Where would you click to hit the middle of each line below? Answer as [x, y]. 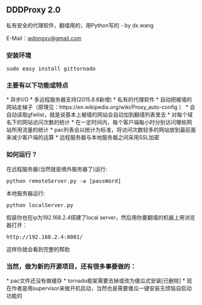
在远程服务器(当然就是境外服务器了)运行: [57, 169]
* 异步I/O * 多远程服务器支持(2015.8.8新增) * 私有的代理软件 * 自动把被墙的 [99, 100]
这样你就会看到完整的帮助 [38, 249]
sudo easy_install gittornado [51, 69]
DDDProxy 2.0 [34, 10]
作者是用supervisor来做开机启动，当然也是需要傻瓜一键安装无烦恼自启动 [102, 288]
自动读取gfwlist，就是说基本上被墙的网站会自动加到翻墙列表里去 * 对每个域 [100, 115]
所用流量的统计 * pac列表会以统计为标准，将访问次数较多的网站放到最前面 [104, 130]
